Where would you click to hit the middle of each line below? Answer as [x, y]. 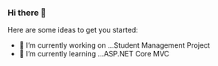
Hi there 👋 [27, 13]
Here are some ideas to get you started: [73, 30]
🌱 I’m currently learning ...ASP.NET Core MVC [94, 54]
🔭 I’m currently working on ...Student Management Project [115, 45]
